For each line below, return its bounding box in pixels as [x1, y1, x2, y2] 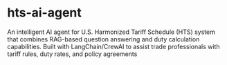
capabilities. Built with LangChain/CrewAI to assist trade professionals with [7, 42, 220, 50]
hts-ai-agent [7, 5, 82, 21]
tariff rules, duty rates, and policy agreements [7, 50, 138, 58]
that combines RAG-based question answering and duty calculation [7, 35, 200, 43]
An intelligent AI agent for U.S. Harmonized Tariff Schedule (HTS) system [7, 28, 216, 36]
